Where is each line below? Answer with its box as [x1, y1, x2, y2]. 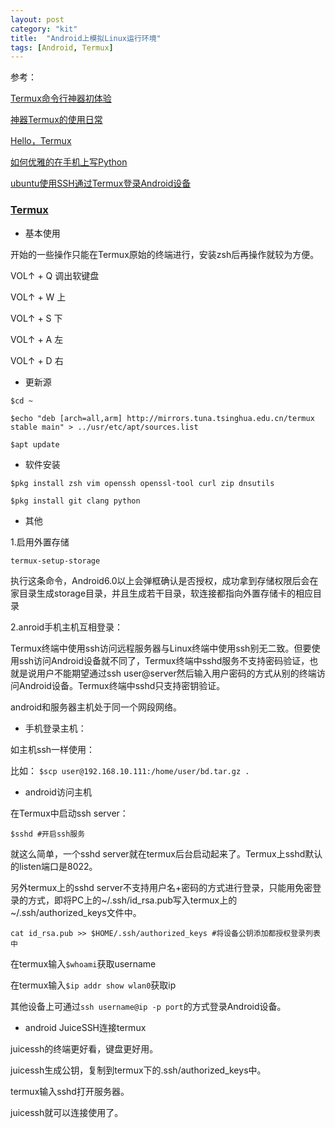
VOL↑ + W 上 [10, 291, 67, 303]
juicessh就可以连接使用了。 [10, 1106, 124, 1118]
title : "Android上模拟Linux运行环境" [10, 33, 162, 43]
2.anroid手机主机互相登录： [10, 621, 124, 633]
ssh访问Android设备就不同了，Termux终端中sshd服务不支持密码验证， [18, 654, 310, 666]
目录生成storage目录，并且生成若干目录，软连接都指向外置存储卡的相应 [18, 587, 314, 599]
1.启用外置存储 [10, 536, 70, 548]
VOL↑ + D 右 [10, 354, 64, 366]
